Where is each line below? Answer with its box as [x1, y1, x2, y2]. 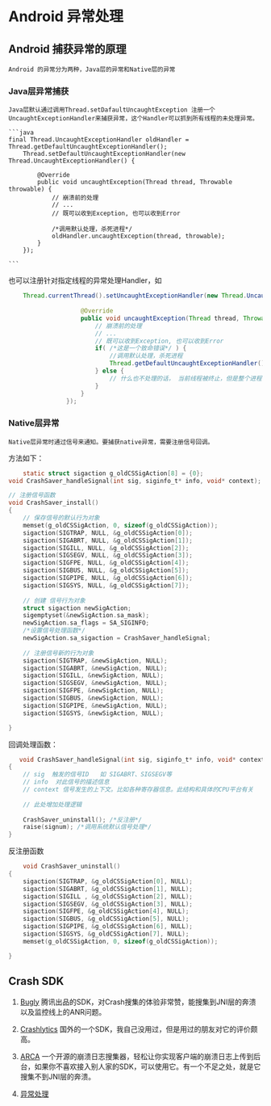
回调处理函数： [8, 739, 58, 749]
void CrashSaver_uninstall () [23, 862, 121, 871]
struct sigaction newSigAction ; [23, 603, 131, 612]
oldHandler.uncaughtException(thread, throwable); [51, 232, 226, 241]
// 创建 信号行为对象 [23, 596, 86, 604]
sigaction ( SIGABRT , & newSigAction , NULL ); [23, 664, 168, 672]
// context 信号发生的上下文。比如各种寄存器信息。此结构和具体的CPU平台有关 [23, 785, 254, 794]
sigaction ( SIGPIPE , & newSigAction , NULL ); [23, 701, 168, 709]
